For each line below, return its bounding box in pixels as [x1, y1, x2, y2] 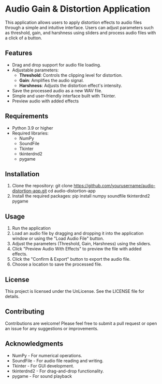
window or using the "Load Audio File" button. [12, 235, 104, 241]
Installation [5, 170, 40, 178]
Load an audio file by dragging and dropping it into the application [12, 231, 144, 236]
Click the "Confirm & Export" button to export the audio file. [12, 256, 131, 262]
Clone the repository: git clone [12, 183, 73, 189]
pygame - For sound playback [12, 373, 72, 379]
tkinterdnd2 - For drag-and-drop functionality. [12, 368, 104, 374]
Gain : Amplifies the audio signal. [19, 77, 84, 83]
